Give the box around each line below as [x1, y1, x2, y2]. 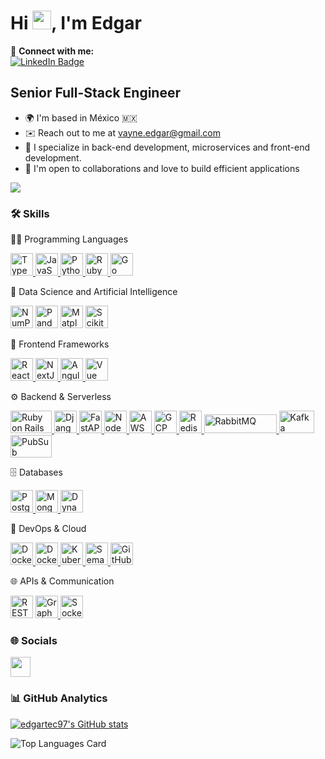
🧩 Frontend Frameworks [10, 338, 110, 350]
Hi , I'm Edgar [10, 12, 142, 35]
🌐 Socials [10, 633, 58, 647]
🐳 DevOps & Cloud [10, 523, 87, 535]
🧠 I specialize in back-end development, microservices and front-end [24, 141, 310, 153]
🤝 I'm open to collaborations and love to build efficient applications [24, 162, 300, 174]
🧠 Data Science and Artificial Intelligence [10, 286, 178, 298]
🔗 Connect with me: [10, 45, 95, 57]
